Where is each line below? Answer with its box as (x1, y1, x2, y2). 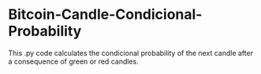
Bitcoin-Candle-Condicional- (8, 6, 203, 24)
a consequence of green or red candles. (8, 57, 140, 66)
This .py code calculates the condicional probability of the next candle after (8, 48, 254, 57)
